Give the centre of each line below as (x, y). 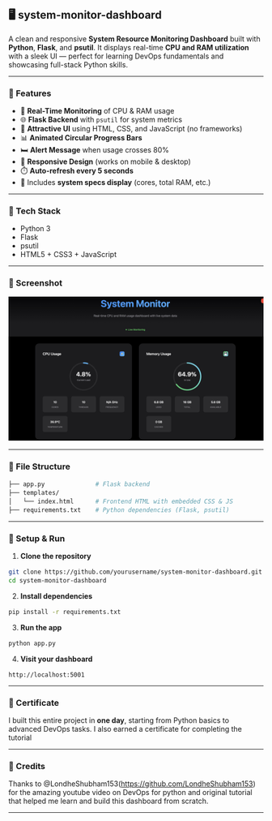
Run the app (41, 627)
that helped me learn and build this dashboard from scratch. (108, 801)
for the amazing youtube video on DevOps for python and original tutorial (130, 793)
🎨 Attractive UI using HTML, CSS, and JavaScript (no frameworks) (131, 129)
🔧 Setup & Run (37, 538)
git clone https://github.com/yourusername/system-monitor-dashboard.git (136, 572)
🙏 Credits (27, 766)
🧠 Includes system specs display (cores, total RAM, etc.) (115, 183)
